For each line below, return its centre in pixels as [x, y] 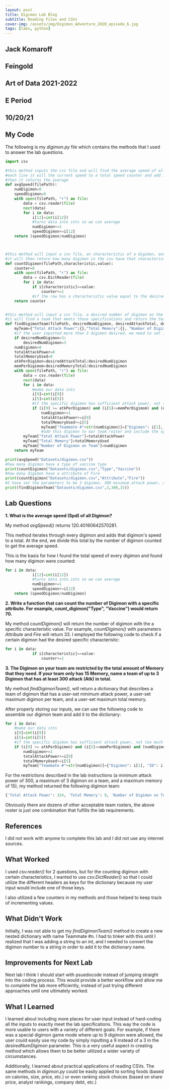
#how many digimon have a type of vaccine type [56, 464]
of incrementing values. [30, 902]
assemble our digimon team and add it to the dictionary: [63, 714]
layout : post [19, 10]
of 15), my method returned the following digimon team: [63, 786]
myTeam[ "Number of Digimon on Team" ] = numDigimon [75, 446]
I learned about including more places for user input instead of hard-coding [83, 1019]
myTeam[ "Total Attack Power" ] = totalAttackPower [74, 437]
